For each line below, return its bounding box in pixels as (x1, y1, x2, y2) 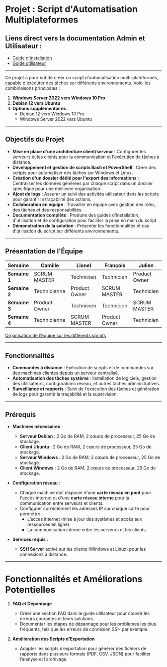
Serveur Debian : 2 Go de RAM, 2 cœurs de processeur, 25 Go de (19, 433, 156, 440)
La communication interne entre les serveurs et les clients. (27, 527, 148, 533)
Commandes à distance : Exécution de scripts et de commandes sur (12, 365, 154, 371)
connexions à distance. (19, 551, 68, 557)
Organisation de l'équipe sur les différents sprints (5, 332, 106, 338)
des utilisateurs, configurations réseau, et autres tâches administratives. (12, 381, 161, 387)
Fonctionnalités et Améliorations (5, 574, 143, 585)
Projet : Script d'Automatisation (5, 3, 138, 15)
